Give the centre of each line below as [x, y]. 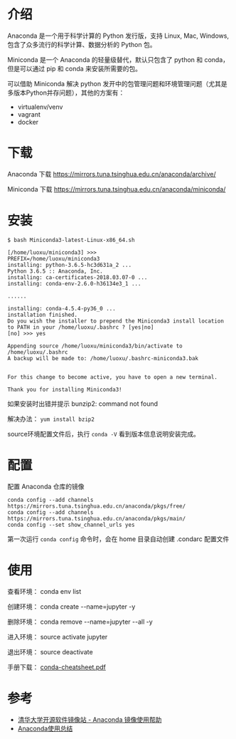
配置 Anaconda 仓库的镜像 [46, 486]
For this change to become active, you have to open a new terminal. [113, 377]
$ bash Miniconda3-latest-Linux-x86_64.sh [71, 240]
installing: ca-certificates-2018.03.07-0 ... [77, 277]
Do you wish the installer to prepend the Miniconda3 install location [116, 321]
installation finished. [43, 315]
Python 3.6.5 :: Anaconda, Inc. [55, 271]
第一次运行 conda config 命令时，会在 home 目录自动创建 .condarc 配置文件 [118, 539]
